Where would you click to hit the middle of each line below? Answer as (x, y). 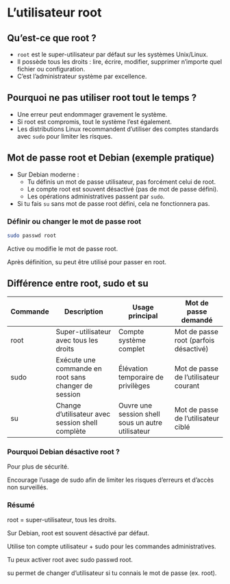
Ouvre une (136, 405)
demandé (197, 320)
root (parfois (194, 340)
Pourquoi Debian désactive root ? (63, 452)
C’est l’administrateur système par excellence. (82, 76)
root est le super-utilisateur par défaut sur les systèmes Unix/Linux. (113, 54)
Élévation (133, 369)
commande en (79, 369)
